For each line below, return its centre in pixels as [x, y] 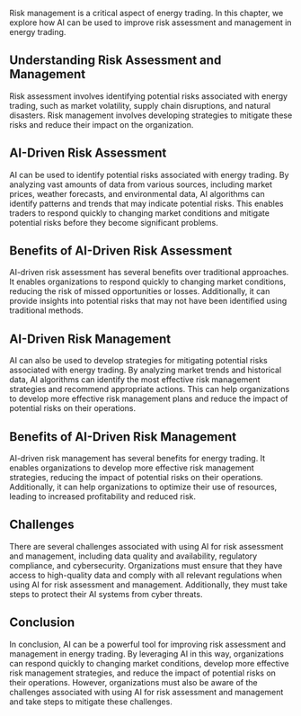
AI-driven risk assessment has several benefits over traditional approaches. [149, 273]
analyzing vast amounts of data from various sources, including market [141, 184]
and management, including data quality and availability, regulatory [133, 556]
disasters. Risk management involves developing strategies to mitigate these [151, 115]
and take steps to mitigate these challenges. [91, 702]
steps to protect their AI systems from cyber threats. [106, 594]
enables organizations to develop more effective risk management [132, 468]
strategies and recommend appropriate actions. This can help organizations [150, 389]
